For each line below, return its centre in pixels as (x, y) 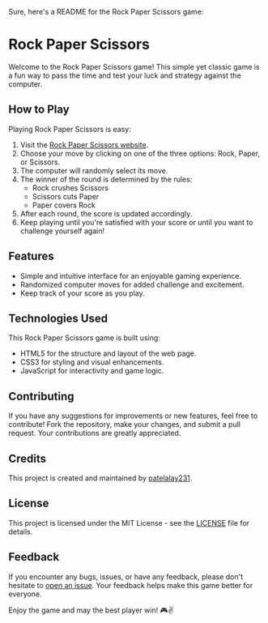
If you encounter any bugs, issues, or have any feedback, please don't (126, 576)
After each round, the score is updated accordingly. (106, 213)
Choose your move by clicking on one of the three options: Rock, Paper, (140, 153)
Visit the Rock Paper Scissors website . (84, 144)
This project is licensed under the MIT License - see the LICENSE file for (129, 523)
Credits (28, 458)
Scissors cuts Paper (66, 196)
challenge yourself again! (62, 231)
